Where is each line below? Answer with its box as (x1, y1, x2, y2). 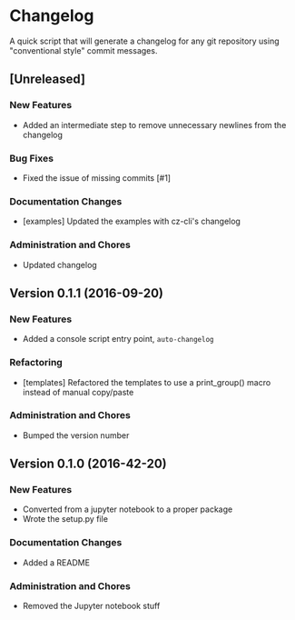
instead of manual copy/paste (22, 386, 134, 397)
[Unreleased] (9, 72, 86, 87)
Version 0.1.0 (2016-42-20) (9, 456, 168, 472)
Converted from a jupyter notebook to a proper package (22, 504, 233, 515)
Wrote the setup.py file (22, 514, 109, 525)
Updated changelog (22, 259, 97, 270)
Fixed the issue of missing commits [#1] (22, 172, 171, 183)
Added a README (22, 556, 91, 568)
